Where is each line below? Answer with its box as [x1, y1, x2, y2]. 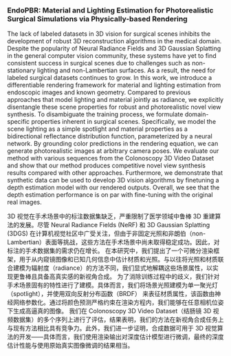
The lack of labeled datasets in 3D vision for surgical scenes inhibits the [7, 30, 211, 38]
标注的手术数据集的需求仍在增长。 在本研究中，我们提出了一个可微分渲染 [7, 247, 214, 255]
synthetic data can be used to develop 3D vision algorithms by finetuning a [7, 176, 219, 185]
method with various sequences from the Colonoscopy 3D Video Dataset [7, 154, 214, 163]
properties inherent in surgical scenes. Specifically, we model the [31, 118, 217, 126]
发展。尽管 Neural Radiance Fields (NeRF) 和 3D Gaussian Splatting [19, 221, 210, 229]
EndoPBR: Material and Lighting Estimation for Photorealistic [7, 6, 214, 15]
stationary [7, 66, 36, 74]
